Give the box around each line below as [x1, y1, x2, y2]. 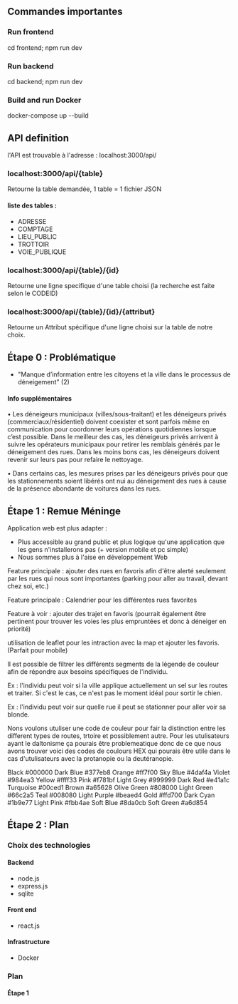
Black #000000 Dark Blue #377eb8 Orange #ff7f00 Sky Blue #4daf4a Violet [7, 768, 230, 777]
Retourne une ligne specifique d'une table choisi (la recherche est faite [7, 281, 215, 290]
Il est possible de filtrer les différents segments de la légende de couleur [7, 660, 219, 669]
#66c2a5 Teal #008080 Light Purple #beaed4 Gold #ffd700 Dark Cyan [7, 791, 215, 799]
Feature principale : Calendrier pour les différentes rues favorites [7, 595, 198, 605]
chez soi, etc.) [7, 582, 49, 590]
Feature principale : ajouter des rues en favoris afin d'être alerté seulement [7, 567, 227, 575]
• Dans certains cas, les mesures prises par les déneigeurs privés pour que [7, 469, 229, 478]
